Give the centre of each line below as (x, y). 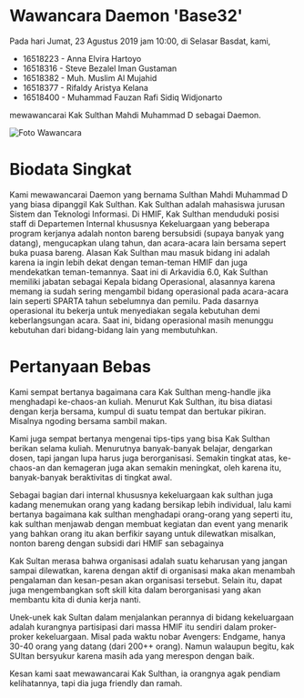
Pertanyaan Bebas (81, 367)
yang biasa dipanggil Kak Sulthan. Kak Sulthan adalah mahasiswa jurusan (147, 204)
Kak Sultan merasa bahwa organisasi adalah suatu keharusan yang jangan (149, 561)
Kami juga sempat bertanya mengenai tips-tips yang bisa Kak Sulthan (140, 439)
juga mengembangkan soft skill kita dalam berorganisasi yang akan (135, 590)
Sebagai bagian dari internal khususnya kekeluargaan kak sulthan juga (142, 495)
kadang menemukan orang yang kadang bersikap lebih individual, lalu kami (151, 504)
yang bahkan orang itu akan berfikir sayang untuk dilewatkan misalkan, (142, 533)
